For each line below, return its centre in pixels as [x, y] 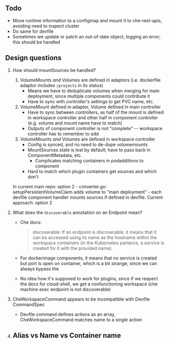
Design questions [34, 58]
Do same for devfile [33, 31]
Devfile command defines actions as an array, [68, 314]
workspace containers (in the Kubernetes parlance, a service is [98, 243]
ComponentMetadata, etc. [55, 155]
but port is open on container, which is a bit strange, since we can [89, 263]
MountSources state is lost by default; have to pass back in [89, 150]
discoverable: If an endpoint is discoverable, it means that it [95, 232]
